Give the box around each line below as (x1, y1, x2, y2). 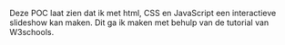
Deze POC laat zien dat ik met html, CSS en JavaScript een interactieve (9, 8, 277, 18)
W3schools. (9, 27, 55, 37)
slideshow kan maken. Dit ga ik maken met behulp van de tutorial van (9, 17, 270, 28)
